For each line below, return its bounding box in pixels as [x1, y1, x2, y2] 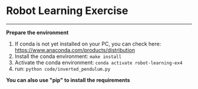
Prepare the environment [6, 29, 69, 36]
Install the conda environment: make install [14, 53, 122, 60]
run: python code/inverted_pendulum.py [14, 65, 111, 72]
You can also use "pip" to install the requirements [6, 76, 131, 83]
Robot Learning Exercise [6, 4, 128, 18]
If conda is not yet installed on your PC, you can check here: [14, 40, 161, 47]
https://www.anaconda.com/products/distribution [14, 46, 136, 53]
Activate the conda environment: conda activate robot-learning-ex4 [14, 59, 183, 66]
